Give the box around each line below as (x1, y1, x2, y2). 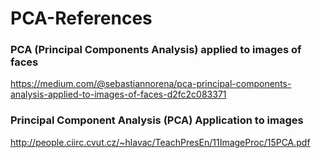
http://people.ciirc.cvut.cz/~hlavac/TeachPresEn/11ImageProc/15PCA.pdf (10, 136, 311, 148)
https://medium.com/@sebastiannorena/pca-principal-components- (10, 78, 292, 90)
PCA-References (10, 7, 153, 30)
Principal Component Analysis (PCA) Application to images (10, 113, 304, 127)
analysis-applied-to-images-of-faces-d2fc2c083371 (10, 88, 227, 101)
